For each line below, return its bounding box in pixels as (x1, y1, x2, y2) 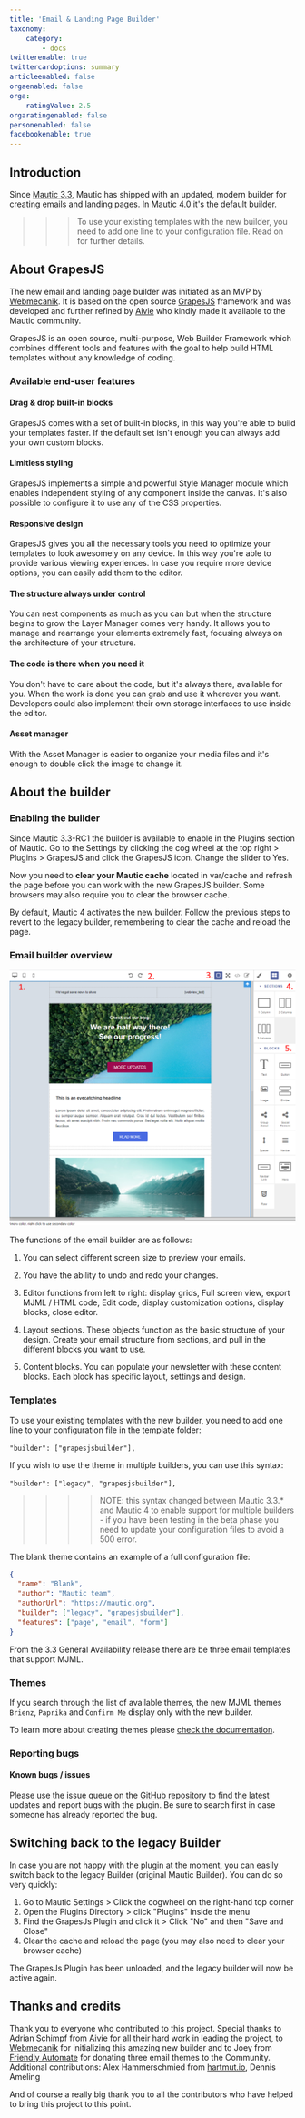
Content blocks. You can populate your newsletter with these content (22, 1362, 282, 1373)
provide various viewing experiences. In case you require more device (9, 558, 272, 569)
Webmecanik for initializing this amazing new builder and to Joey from (9, 2042, 272, 2052)
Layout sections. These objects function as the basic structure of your (22, 1324, 286, 1335)
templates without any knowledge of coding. (9, 351, 176, 363)
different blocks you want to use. (22, 1343, 146, 1355)
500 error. (99, 1534, 138, 1545)
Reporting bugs (9, 1747, 80, 1759)
